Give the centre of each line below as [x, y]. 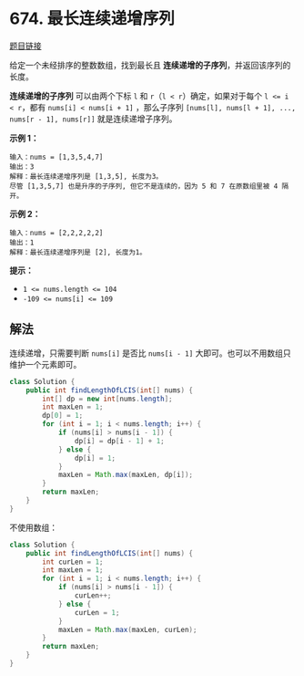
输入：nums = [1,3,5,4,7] [56, 157]
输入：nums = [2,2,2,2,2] [56, 233]
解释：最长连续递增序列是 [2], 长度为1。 [78, 252]
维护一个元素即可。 [46, 364]
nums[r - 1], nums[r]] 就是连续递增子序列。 [93, 119]
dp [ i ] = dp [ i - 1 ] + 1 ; [120, 441]
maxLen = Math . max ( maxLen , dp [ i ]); [126, 475]
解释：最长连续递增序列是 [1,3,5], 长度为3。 [86, 176]
